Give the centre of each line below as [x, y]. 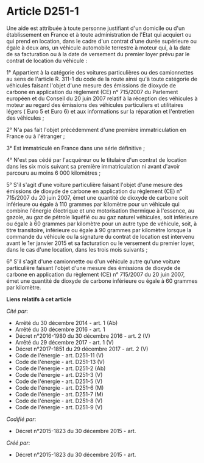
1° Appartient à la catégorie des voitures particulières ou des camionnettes [100, 72]
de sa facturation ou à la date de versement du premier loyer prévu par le [98, 54]
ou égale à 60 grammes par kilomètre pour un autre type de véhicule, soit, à [102, 224]
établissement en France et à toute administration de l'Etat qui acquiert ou [99, 34]
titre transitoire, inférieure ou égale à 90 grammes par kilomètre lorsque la [99, 230]
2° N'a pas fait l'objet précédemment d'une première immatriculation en [97, 129]
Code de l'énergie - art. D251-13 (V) [60, 362]
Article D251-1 [43, 11]
